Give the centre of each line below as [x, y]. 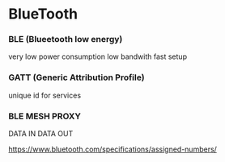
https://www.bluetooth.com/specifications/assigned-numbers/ [112, 149]
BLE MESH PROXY [45, 116]
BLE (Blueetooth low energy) [66, 39]
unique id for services [45, 95]
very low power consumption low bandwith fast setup [98, 56]
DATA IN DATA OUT [41, 134]
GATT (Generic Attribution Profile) [76, 77]
